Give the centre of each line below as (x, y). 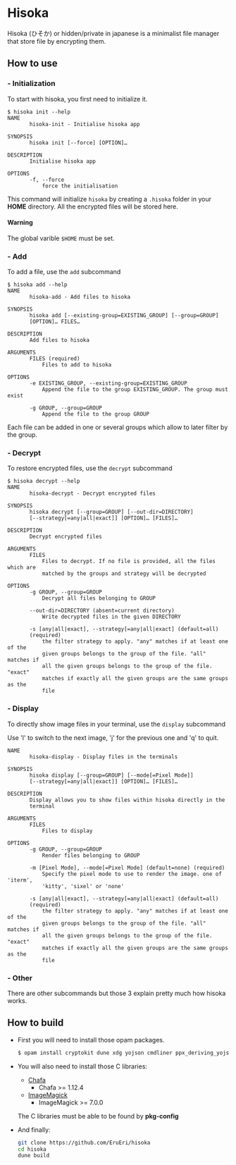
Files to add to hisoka (77, 365)
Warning (20, 223)
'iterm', (20, 880)
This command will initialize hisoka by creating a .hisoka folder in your (109, 199)
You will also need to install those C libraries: (82, 1066)
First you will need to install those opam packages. (91, 1040)
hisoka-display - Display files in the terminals (104, 757)
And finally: (34, 1130)
